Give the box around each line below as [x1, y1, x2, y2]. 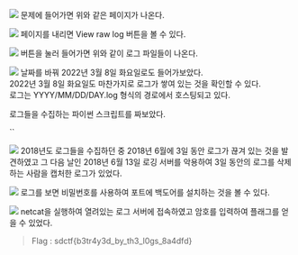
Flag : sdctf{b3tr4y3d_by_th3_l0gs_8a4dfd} [31, 235, 193, 246]
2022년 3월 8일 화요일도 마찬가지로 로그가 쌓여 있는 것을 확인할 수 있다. [9, 78, 261, 89]
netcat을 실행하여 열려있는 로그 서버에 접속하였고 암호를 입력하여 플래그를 [20, 206, 280, 216]
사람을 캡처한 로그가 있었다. [25, 168, 123, 178]
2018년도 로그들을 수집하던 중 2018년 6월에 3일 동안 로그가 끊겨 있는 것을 [20, 145, 279, 156]
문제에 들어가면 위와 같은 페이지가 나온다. [20, 10, 165, 20]
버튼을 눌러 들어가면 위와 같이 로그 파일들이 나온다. [20, 48, 198, 59]
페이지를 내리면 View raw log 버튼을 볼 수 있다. [20, 29, 186, 40]
